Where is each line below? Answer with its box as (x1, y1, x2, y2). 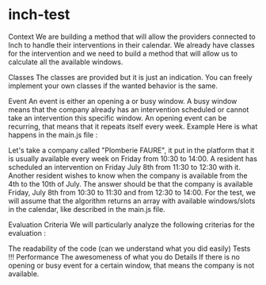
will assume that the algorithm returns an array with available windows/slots (8, 196, 256, 206)
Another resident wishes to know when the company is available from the (8, 171, 248, 180)
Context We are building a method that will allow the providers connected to (8, 32, 256, 41)
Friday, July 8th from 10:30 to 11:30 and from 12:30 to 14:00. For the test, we (8, 187, 256, 197)
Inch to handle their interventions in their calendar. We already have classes (8, 40, 255, 49)
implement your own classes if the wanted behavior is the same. (8, 81, 218, 91)
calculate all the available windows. (8, 57, 123, 67)
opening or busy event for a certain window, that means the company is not (8, 260, 255, 270)
